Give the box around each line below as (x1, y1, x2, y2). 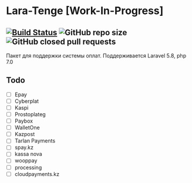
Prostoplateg (14, 111, 46, 118)
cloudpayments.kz (14, 170, 60, 177)
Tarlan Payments (14, 137, 56, 144)
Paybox (14, 117, 33, 124)
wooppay (14, 157, 38, 164)
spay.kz (14, 144, 34, 151)
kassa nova (14, 151, 42, 158)
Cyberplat (14, 97, 39, 104)
